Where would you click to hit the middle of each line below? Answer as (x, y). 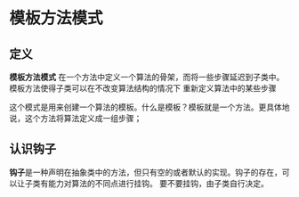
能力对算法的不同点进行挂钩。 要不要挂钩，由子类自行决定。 (158, 183)
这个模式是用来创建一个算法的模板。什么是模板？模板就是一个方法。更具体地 (149, 107)
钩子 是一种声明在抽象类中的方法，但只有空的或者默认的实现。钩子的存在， (145, 172)
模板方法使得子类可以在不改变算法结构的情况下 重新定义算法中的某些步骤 (143, 88)
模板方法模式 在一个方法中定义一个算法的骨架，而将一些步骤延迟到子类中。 (147, 77)
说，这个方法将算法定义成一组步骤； (76, 118)
